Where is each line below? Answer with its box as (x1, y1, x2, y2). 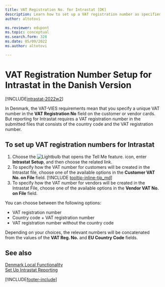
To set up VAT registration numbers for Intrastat (5, 141, 155, 149)
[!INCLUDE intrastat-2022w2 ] (5, 96, 64, 101)
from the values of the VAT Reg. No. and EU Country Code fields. (5, 234, 138, 240)
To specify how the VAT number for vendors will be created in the (12, 180, 145, 186)
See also (5, 249, 32, 257)
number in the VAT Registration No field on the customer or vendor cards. (5, 110, 156, 116)
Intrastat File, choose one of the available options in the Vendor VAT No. (12, 185, 159, 191)
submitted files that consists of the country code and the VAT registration (5, 121, 153, 127)
